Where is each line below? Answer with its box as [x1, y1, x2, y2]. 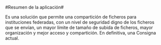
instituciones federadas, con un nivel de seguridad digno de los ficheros [5, 19, 154, 25]
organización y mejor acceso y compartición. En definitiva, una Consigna [5, 30, 156, 35]
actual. [5, 35, 20, 41]
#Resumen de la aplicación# [5, 4, 64, 10]
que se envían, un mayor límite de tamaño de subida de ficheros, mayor [5, 24, 153, 30]
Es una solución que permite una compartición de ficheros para [5, 14, 137, 19]
